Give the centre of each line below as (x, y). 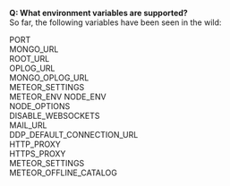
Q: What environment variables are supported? (98, 13)
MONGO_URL (34, 49)
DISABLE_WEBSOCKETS (55, 116)
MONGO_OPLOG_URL (49, 78)
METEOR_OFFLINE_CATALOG (64, 173)
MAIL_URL (28, 125)
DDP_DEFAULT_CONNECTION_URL (74, 135)
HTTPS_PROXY (38, 154)
